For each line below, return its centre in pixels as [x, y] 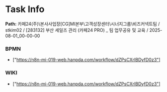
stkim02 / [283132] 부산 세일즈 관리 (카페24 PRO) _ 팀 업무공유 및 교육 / [77, 30]
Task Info [25, 9]
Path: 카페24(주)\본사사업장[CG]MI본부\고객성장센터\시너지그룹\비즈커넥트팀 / [82, 24]
